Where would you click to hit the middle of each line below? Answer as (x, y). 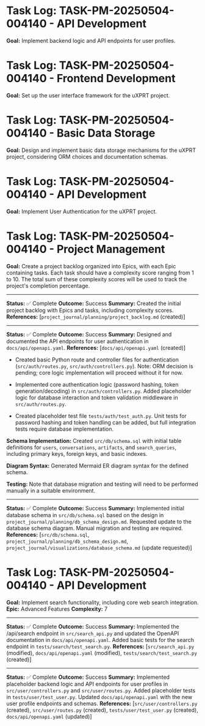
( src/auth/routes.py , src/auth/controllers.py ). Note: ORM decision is (104, 366)
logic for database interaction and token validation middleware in (96, 397)
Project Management (111, 249)
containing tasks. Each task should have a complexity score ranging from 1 (100, 273)
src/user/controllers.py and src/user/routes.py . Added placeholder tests (101, 690)
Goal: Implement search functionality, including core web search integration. (103, 602)
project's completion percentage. (48, 285)
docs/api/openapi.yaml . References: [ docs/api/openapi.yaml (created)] (96, 347)
